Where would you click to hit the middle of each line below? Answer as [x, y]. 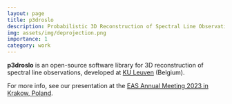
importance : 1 [28, 39]
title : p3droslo [30, 20]
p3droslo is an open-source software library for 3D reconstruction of [105, 65]
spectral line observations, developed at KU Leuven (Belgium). [96, 72]
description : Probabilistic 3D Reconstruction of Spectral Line [101, 26]
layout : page [26, 13]
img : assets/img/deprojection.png [57, 33]
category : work [29, 45]
